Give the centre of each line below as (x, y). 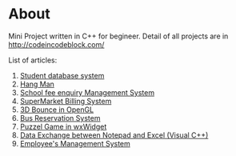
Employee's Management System (75, 143)
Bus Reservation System (60, 118)
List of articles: (33, 60)
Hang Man (37, 84)
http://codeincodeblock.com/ (56, 44)
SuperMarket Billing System (66, 101)
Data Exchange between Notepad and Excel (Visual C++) (114, 135)
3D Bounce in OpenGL (57, 110)
